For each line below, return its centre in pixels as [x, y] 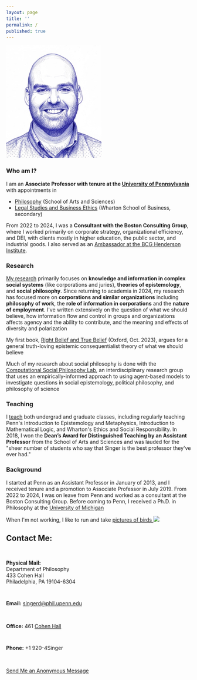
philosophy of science [33, 389]
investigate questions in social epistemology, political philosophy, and [90, 383]
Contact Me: [29, 538]
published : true [26, 31]
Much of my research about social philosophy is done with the [81, 364]
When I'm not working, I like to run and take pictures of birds [79, 520]
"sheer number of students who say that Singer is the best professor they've [98, 448]
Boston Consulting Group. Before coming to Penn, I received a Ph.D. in [91, 501]
